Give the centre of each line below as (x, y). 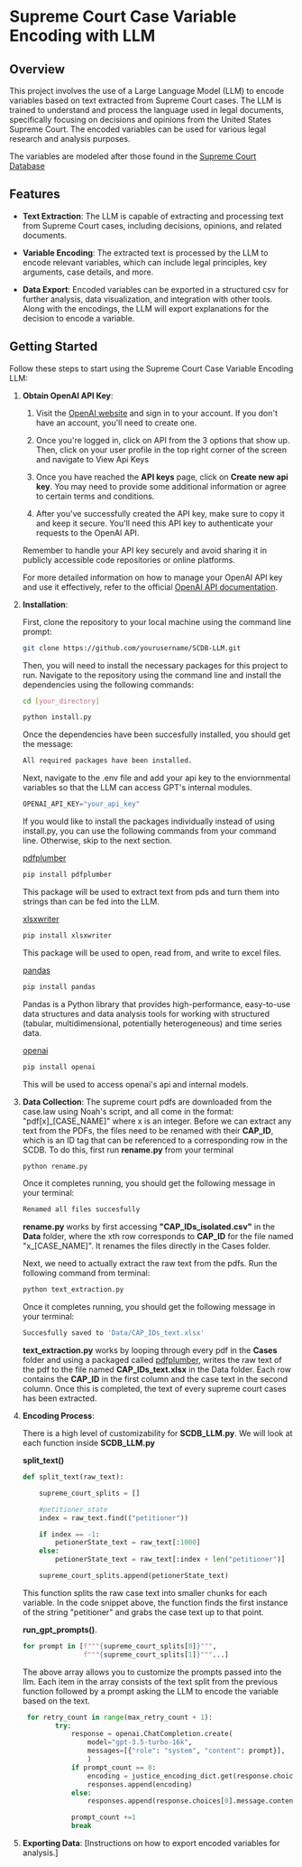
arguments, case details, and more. (88, 272)
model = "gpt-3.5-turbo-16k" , (140, 1742)
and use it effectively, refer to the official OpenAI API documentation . (150, 587)
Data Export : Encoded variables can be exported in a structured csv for (155, 289)
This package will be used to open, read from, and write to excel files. (152, 952)
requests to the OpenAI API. (87, 532)
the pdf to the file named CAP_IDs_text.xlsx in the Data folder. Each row (156, 1369)
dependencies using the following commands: (108, 685)
